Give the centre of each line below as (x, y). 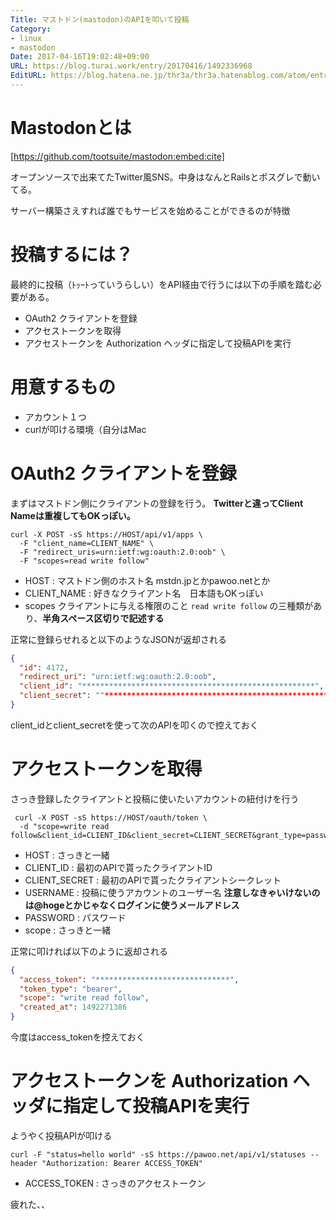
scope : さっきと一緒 (68, 930)
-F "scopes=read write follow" (84, 561)
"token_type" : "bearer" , (71, 989)
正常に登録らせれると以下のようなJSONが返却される (118, 639)
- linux (26, 38)
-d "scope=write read (64, 826)
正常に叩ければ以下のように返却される (89, 951)
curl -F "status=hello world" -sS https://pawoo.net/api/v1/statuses (158, 1155)
